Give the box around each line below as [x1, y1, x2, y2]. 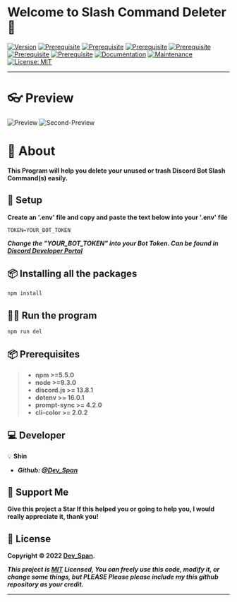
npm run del [7, 328, 42, 336]
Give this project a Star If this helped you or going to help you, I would [7, 505, 215, 513]
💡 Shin [7, 452, 28, 460]
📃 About [7, 143, 56, 159]
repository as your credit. [7, 580, 84, 589]
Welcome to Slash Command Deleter [7, 4, 227, 20]
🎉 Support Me [7, 486, 69, 498]
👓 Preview [7, 90, 74, 106]
